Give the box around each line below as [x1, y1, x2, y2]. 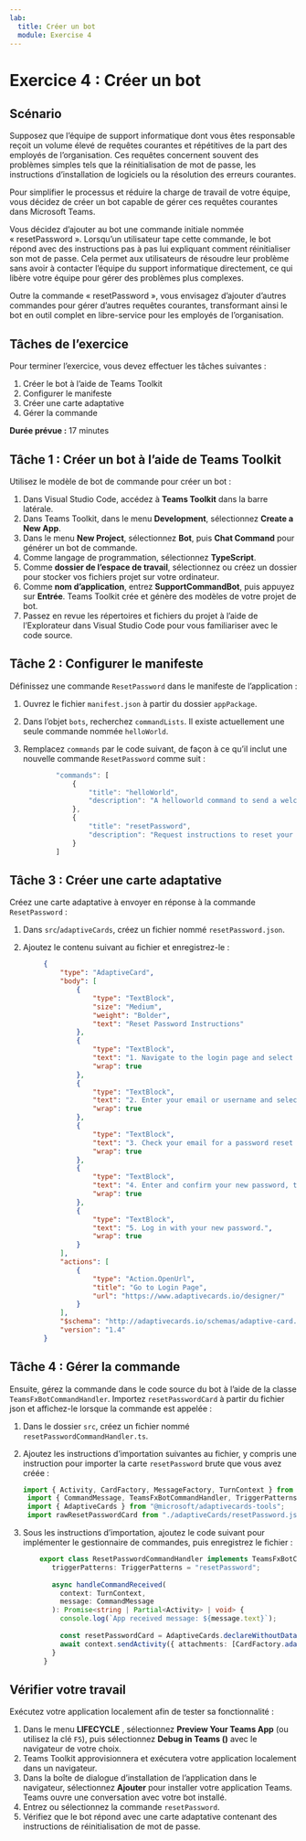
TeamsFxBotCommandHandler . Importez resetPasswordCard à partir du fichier [9, 1393, 285, 1404]
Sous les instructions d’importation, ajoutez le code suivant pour [22, 1527, 265, 1538]
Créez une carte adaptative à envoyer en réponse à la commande [9, 897, 256, 908]
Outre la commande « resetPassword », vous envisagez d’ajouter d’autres [9, 290, 287, 302]
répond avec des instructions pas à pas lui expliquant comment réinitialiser [9, 243, 290, 254]
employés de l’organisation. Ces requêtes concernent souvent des [9, 150, 259, 161]
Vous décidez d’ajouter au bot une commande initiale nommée [9, 224, 245, 235]
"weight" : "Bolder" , [92, 1011, 171, 1020]
